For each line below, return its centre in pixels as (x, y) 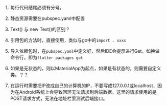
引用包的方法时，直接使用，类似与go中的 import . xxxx (68, 40)
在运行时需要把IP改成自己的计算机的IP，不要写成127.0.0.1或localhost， (84, 86)
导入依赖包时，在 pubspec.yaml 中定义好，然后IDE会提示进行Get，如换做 (85, 51)
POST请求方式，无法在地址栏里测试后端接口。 (59, 98)
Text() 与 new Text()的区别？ (40, 29)
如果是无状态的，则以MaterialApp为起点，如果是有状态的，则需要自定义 (86, 68)
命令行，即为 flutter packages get (46, 57)
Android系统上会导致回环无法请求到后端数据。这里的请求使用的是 (88, 92)
